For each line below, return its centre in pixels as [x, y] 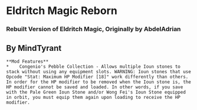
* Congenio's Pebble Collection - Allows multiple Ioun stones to [93, 66]
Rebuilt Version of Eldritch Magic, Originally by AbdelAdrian [93, 29]
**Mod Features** [27, 61]
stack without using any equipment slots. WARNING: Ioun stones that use [99, 71]
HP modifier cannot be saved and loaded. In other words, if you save [95, 87]
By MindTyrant [34, 48]
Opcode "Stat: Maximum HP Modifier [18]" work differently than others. [97, 77]
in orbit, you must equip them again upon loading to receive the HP [93, 97]
